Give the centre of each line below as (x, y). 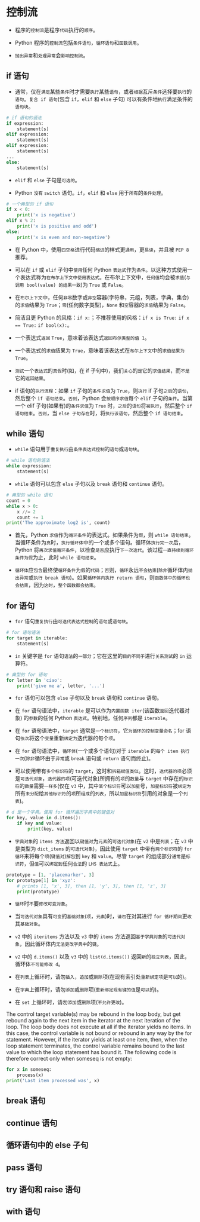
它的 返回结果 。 (32, 378)
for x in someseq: (29, 1070)
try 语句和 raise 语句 (43, 1189)
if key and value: (40, 823)
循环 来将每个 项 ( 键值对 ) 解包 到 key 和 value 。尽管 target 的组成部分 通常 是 (100, 856)
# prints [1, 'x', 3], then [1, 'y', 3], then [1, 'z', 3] (92, 886)
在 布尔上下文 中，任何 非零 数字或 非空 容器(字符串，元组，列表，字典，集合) (102, 297)
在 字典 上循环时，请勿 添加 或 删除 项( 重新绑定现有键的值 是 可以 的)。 (88, 990)
